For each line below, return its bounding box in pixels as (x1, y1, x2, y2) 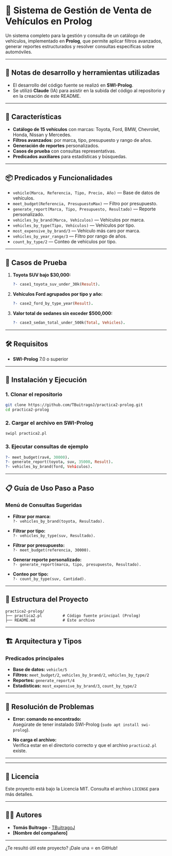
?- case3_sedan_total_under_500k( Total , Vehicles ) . (12, 320, 125, 325)
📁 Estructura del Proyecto (5, 595, 89, 604)
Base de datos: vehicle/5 (12, 667, 68, 673)
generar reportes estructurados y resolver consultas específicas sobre (5, 43, 155, 49)
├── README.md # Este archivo (5, 617, 95, 623)
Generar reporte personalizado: (12, 557, 82, 563)
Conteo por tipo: (12, 571, 49, 577)
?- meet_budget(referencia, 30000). (12, 547, 91, 552)
